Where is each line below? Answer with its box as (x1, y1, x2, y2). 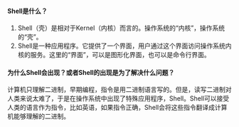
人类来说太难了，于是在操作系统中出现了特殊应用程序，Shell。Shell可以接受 (7, 94, 230, 103)
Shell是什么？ (7, 6, 48, 15)
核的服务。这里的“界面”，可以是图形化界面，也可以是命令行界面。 (17, 51, 211, 59)
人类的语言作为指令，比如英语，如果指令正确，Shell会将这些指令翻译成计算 (7, 103, 228, 112)
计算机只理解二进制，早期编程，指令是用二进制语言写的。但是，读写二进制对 (7, 86, 232, 94)
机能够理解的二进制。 (7, 112, 70, 121)
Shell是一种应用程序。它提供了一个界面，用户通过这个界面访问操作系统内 (17, 41, 232, 50)
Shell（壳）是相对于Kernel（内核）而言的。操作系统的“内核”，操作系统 (17, 24, 225, 32)
